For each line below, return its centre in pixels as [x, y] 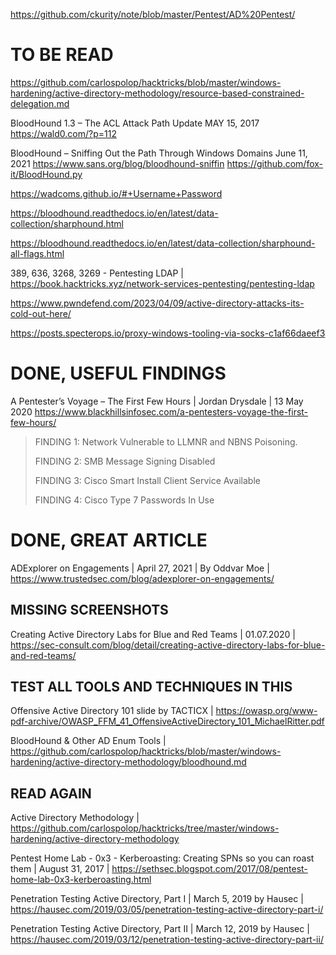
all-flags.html [37, 253]
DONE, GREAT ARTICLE [109, 540]
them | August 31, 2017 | [60, 869]
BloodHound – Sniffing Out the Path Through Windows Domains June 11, [159, 153]
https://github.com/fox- [275, 163]
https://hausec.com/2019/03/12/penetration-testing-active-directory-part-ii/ [167, 940]
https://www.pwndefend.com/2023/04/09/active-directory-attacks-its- [157, 303]
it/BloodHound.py [46, 174]
